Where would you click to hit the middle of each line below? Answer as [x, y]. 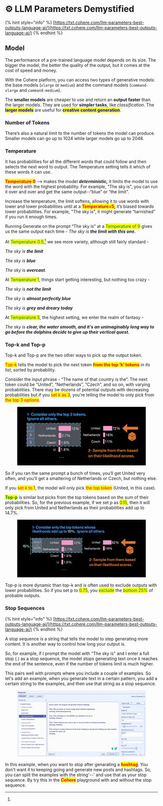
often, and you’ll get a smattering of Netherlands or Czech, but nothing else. [81, 478]
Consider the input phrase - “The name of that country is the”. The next [76, 380]
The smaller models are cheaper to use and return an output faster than [78, 100]
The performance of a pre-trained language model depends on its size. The [81, 60]
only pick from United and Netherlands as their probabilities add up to [75, 508]
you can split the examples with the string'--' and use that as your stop [76, 775]
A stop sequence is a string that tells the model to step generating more [77, 639]
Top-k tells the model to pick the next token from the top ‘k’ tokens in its [78, 365]
